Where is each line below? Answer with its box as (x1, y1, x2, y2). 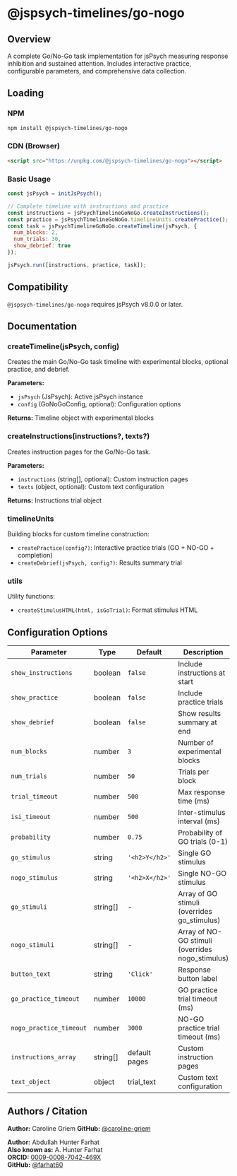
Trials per (177, 767, 209, 777)
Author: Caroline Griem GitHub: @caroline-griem (7, 1124, 151, 1132)
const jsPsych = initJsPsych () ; (7, 190, 102, 197)
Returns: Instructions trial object (7, 496, 102, 505)
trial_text (127, 1076, 157, 1086)
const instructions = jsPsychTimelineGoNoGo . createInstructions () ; (7, 209, 210, 216)
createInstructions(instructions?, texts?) (7, 431, 150, 441)
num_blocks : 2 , (13, 229, 59, 236)
